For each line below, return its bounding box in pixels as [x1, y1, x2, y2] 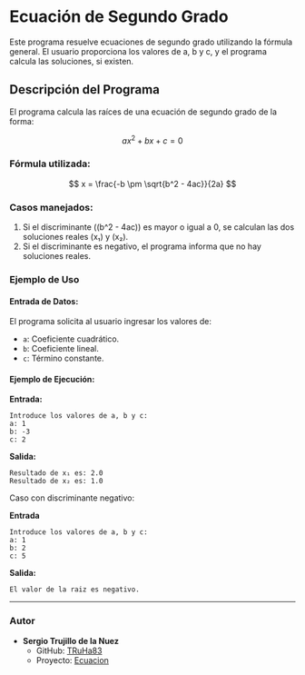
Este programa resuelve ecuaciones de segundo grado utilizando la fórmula [9, 36, 293, 47]
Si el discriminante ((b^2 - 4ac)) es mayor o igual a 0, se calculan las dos [22, 222, 295, 233]
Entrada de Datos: [9, 295, 79, 306]
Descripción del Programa [9, 82, 161, 97]
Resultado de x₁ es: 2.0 [9, 469, 103, 478]
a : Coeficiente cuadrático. [22, 333, 120, 344]
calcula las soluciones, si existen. [9, 55, 134, 66]
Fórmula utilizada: [9, 157, 91, 170]
